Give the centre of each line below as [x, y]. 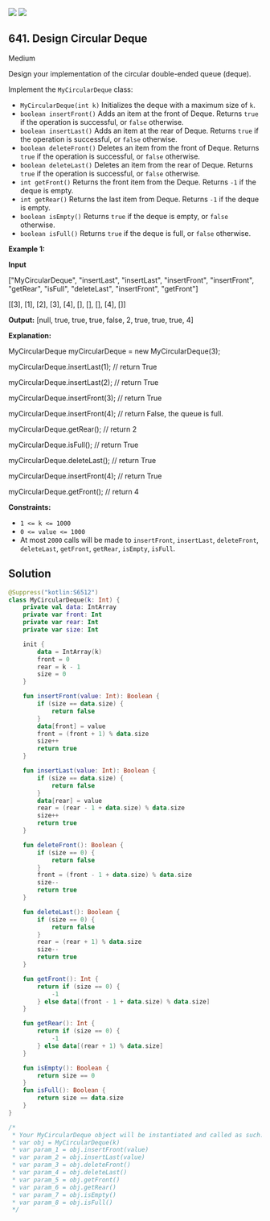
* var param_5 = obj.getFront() [66, 1180]
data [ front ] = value [72, 726]
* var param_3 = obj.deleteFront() [71, 1165]
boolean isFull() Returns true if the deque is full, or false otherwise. [135, 233]
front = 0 [53, 659]
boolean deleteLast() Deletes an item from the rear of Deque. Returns [136, 164]
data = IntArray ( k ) [70, 652]
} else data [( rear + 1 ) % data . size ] [100, 1046]
